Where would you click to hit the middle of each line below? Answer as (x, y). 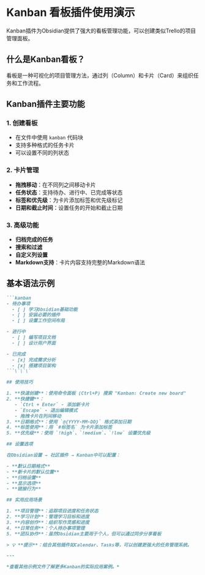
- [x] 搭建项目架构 (34, 365)
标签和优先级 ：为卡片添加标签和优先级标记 (69, 200)
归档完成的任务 (34, 240)
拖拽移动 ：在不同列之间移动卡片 (55, 185)
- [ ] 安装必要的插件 (36, 315)
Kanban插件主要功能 (46, 104)
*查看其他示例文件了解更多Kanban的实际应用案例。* (63, 567)
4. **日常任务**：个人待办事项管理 (46, 528)
